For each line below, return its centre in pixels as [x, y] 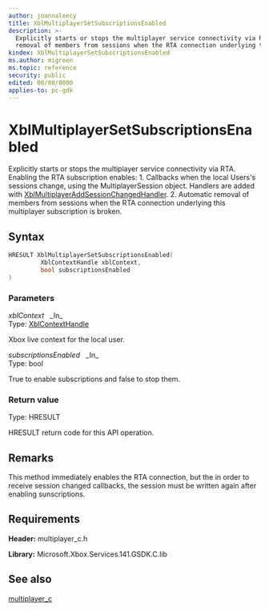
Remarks [31, 458]
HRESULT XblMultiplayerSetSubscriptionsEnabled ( [91, 255]
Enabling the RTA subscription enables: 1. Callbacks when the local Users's [132, 178]
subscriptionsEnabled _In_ [54, 355]
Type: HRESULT [34, 417]
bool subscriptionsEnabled [85, 270]
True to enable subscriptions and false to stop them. [94, 379]
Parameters [31, 298]
